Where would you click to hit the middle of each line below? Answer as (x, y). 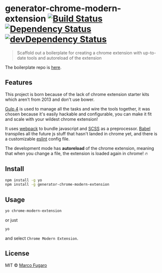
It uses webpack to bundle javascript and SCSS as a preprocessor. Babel (78, 128)
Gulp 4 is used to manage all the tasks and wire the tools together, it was (78, 109)
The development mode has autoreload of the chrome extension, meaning (80, 148)
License (17, 253)
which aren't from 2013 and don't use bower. (50, 99)
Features (19, 83)
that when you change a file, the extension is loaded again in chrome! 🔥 (77, 153)
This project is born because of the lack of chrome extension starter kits (77, 94)
